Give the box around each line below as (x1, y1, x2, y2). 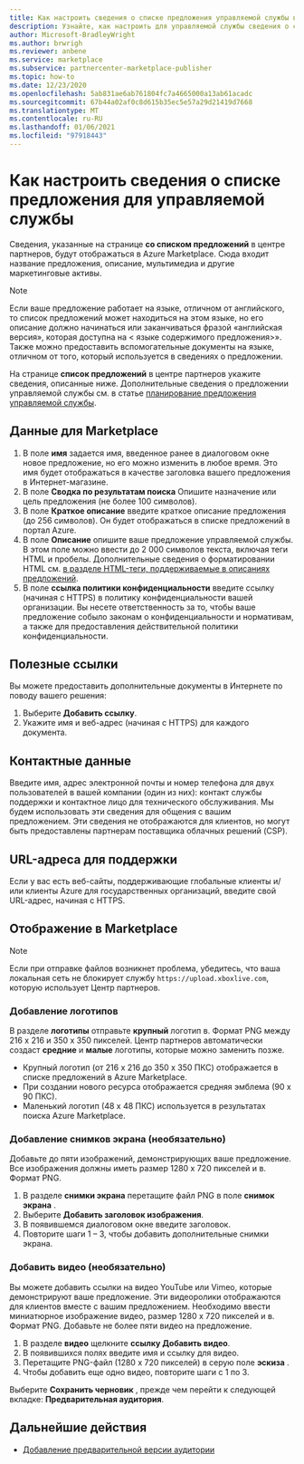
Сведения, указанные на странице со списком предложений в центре (9, 238, 286, 249)
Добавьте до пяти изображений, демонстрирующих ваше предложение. (9, 1153, 292, 1164)
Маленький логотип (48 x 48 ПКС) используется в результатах (22, 1101, 266, 1112)
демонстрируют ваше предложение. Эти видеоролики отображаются (9, 1291, 281, 1302)
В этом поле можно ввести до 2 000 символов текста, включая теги (22, 544, 289, 554)
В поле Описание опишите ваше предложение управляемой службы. (22, 534, 294, 544)
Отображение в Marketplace (9, 921, 178, 937)
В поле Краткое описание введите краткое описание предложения (22, 505, 287, 516)
